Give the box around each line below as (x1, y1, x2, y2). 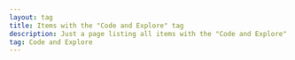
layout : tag (9, 12, 53, 22)
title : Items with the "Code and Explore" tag (9, 21, 184, 30)
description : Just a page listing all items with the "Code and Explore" (9, 29, 288, 38)
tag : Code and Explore (9, 37, 93, 47)
